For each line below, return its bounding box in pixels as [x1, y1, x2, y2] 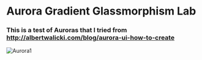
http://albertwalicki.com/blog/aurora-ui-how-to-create [6, 33, 175, 42]
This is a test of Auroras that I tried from [6, 26, 127, 35]
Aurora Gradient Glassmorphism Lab [6, 4, 196, 18]
